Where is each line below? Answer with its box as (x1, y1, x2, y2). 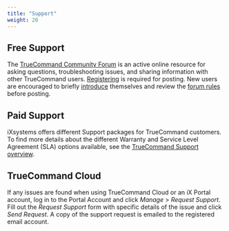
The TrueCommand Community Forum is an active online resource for (7, 60, 206, 69)
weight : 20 (7, 17, 39, 23)
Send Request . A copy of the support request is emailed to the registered (7, 210, 215, 218)
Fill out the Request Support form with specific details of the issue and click (7, 203, 222, 211)
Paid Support (7, 110, 65, 121)
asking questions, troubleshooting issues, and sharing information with (7, 68, 208, 76)
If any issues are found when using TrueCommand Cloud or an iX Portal (7, 188, 211, 197)
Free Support (7, 42, 65, 54)
